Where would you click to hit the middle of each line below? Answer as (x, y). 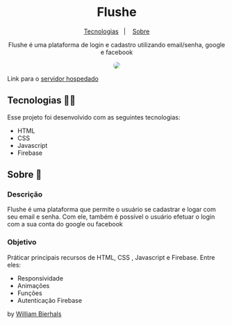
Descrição (25, 194)
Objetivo (22, 242)
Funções (30, 293)
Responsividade (40, 278)
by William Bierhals (34, 314)
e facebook (117, 52)
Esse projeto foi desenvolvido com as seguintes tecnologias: (94, 117)
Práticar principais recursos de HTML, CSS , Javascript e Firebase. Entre (111, 257)
